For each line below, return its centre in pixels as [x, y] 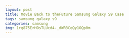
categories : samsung [27, 23]
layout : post [19, 10]
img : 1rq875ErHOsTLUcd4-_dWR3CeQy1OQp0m [48, 28]
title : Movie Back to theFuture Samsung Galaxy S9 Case [64, 14]
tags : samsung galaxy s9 [31, 19]
